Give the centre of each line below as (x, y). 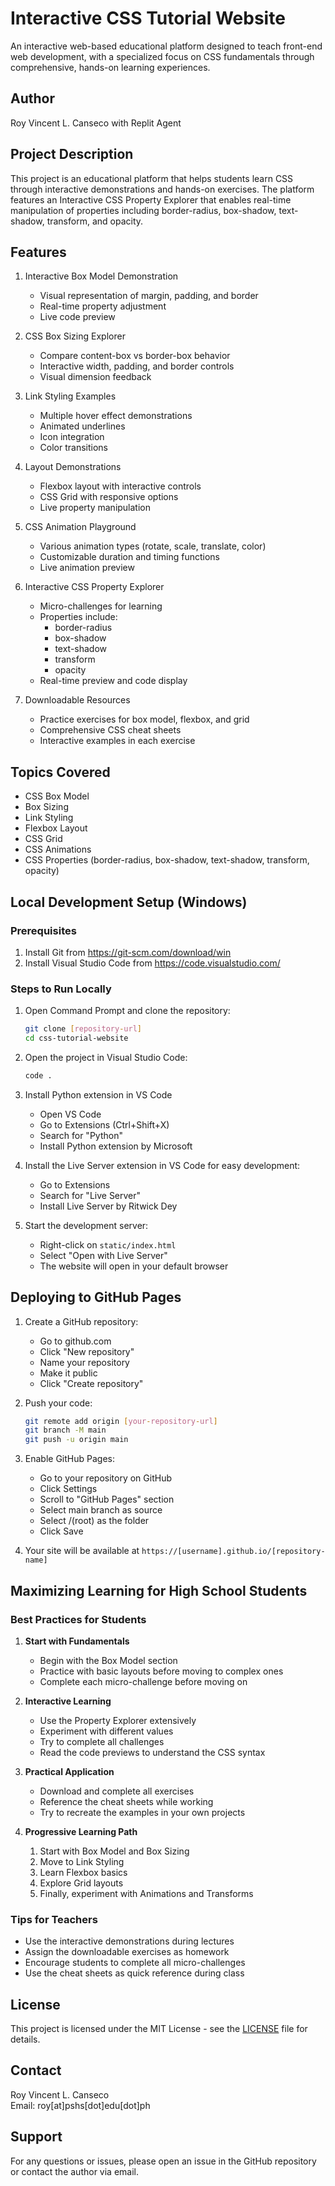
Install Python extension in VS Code (98, 1094)
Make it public (68, 1373)
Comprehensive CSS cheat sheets (110, 730)
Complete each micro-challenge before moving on (143, 1681)
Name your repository (84, 1362)
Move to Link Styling (82, 1861)
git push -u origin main (76, 1440)
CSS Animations (58, 849)
